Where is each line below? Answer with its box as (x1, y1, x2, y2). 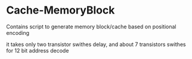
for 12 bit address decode (6, 47, 69, 54)
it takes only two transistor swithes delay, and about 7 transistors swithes (6, 41, 186, 48)
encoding (6, 29, 30, 36)
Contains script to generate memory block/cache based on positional (6, 23, 177, 30)
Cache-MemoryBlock (6, 4, 115, 17)
